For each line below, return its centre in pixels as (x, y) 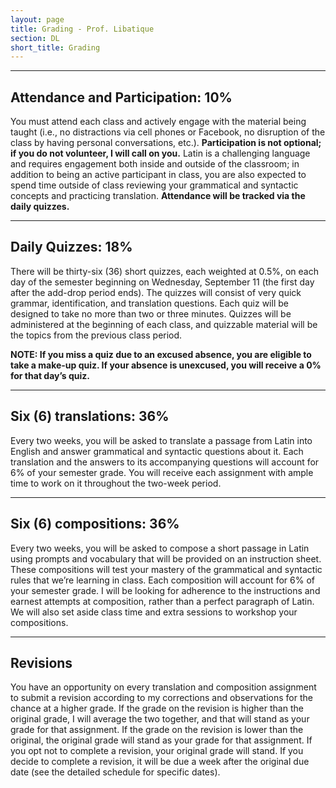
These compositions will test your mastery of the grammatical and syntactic (166, 569)
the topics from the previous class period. (96, 335)
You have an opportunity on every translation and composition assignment (163, 687)
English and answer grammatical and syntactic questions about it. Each (157, 451)
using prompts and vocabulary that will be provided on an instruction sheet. (166, 558)
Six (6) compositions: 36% (95, 524)
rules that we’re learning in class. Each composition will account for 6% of (162, 580)
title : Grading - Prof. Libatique (82, 29)
